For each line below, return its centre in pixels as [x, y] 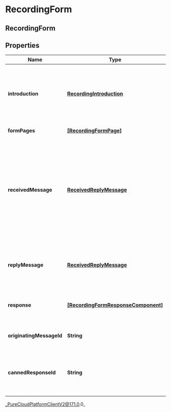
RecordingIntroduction [95, 94]
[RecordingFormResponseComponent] [115, 305]
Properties [22, 45]
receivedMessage [30, 190]
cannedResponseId [32, 373]
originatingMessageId [35, 336]
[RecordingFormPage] [94, 131]
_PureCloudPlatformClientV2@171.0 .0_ [45, 404]
